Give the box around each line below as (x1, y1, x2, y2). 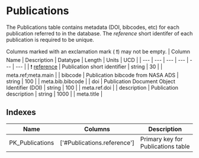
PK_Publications (9, 139, 54, 147)
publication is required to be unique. (6, 36, 95, 43)
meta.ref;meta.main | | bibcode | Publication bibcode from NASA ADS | (6, 71, 179, 78)
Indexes (6, 107, 37, 117)
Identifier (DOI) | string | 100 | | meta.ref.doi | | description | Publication (6, 84, 179, 91)
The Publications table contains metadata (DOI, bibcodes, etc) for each (6, 24, 179, 31)
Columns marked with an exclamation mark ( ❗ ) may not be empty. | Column (6, 48, 191, 55)
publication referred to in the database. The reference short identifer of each (6, 29, 193, 37)
